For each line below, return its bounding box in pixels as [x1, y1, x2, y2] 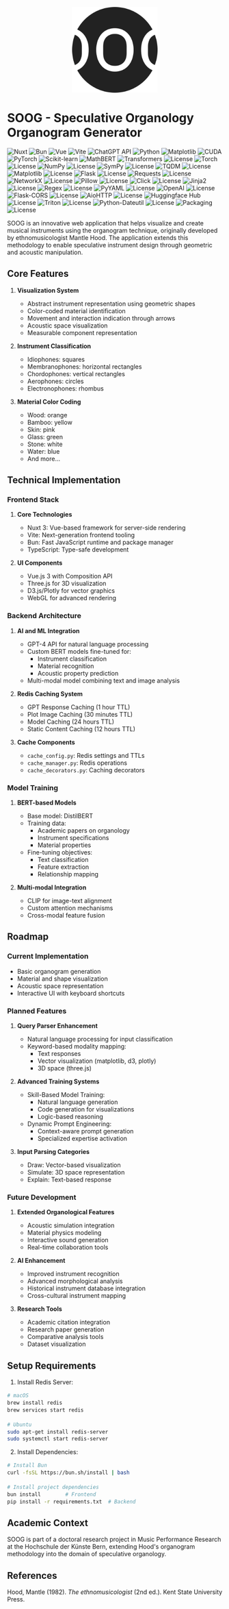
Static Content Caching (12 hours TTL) [27, 724, 135, 733]
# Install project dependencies [7, 1484, 99, 1490]
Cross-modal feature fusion [27, 911, 105, 920]
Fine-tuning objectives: [27, 848, 93, 857]
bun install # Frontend [7, 1490, 96, 1498]
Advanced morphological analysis [27, 1277, 123, 1286]
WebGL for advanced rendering [27, 594, 117, 602]
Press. [7, 1595, 25, 1604]
